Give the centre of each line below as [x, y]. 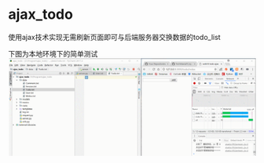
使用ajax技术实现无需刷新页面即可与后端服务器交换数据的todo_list [115, 37]
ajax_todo [40, 14]
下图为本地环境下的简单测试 [53, 53]
